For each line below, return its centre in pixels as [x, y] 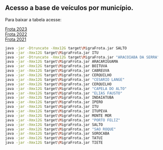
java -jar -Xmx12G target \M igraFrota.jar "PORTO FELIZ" [63, 120]
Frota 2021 [16, 39]
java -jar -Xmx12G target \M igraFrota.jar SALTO [54, 125]
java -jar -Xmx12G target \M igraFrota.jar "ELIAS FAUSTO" [64, 93]
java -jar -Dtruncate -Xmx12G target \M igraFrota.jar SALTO [66, 48]
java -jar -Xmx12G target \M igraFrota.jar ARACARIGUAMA [62, 62]
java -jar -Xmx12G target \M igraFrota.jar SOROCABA [57, 134]
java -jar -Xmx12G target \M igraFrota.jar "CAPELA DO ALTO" [66, 89]
